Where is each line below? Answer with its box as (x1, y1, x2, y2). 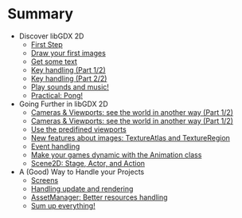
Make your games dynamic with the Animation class (30, 149, 202, 160)
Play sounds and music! (30, 81, 109, 92)
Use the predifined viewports (30, 125, 127, 134)
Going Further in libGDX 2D (18, 99, 108, 109)
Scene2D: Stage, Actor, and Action (30, 158, 145, 168)
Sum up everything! (30, 200, 96, 210)
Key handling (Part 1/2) (30, 65, 106, 74)
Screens (30, 175, 59, 184)
